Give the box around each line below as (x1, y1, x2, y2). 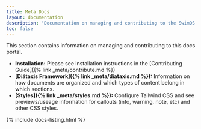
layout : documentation (6, 14, 63, 20)
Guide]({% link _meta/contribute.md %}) (14, 67, 116, 74)
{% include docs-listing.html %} (6, 116, 85, 124)
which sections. (14, 85, 54, 93)
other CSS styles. (14, 104, 58, 112)
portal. (6, 49, 23, 56)
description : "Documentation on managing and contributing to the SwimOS (6, 20, 196, 26)
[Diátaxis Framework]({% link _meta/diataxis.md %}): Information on (14, 73, 190, 80)
